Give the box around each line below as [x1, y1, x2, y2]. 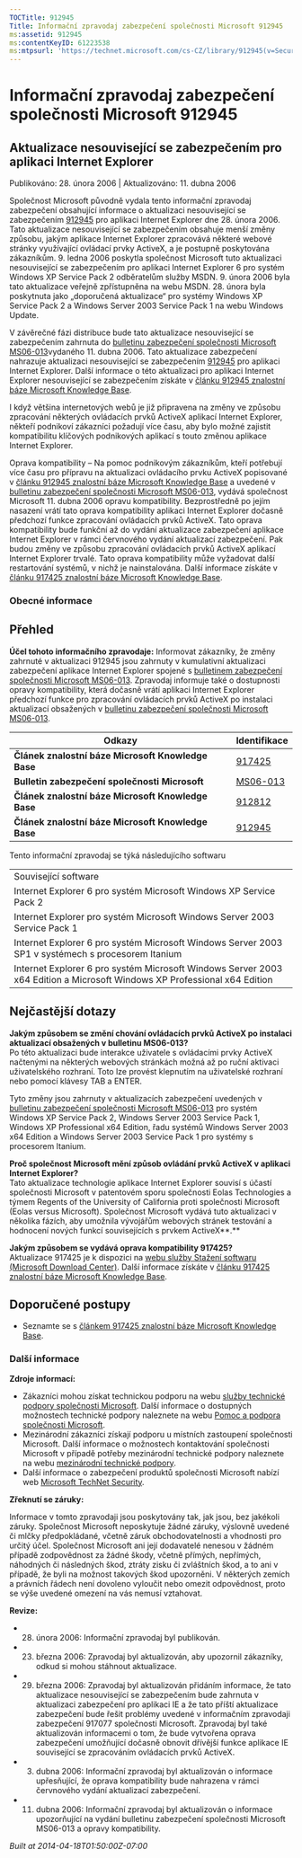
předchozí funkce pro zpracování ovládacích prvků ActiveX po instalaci [9, 694, 273, 704]
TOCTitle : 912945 [9, 13, 75, 22]
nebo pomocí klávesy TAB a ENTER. [9, 1075, 142, 1086]
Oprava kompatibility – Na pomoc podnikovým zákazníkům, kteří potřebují [9, 457, 283, 468]
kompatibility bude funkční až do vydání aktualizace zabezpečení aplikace [9, 525, 285, 535]
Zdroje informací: [9, 1373, 76, 1384]
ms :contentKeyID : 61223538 [9, 38, 111, 48]
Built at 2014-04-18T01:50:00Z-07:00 [9, 1840, 148, 1851]
